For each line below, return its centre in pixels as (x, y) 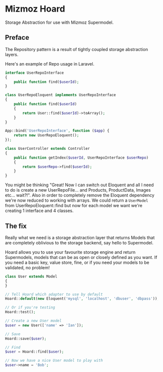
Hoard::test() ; (20, 312)
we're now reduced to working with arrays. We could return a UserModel (77, 200)
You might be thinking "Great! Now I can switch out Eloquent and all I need (80, 185)
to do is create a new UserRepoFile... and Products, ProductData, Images (78, 190)
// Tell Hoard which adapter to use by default (54, 294)
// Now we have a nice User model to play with (54, 361)
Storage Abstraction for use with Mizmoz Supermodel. (59, 22)
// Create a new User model (33, 321)
